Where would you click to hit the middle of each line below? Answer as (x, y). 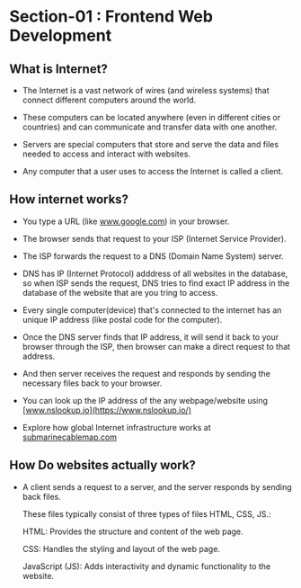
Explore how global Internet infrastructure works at (116, 427)
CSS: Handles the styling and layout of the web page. (121, 548)
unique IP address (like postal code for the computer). (122, 319)
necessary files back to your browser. (92, 383)
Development (61, 36)
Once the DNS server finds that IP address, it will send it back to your (150, 337)
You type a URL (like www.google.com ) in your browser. (126, 221)
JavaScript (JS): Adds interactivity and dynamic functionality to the (146, 566)
